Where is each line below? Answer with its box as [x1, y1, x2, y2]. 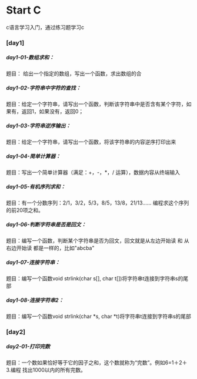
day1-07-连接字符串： [6, 259, 61, 266]
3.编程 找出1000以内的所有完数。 [6, 366, 86, 373]
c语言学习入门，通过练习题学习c [6, 24, 84, 31]
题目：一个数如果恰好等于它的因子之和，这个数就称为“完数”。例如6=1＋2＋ [6, 359, 188, 366]
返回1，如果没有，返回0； [21, 108, 84, 115]
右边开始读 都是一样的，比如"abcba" [6, 244, 95, 251]
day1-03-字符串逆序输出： [6, 122, 71, 129]
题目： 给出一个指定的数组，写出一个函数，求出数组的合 [6, 70, 142, 77]
